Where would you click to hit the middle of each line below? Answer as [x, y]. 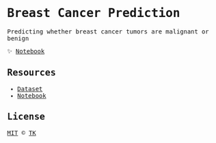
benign [18, 38]
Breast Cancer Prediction [94, 13]
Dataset [30, 89]
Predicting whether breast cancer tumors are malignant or [108, 31]
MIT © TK [22, 133]
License [26, 117]
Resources [31, 73]
